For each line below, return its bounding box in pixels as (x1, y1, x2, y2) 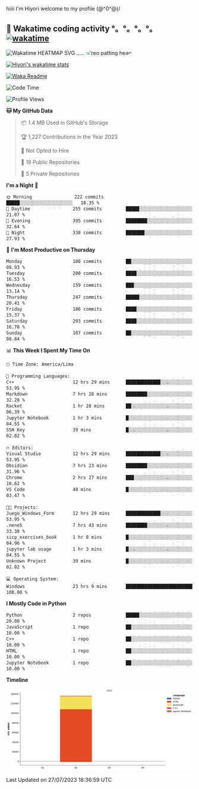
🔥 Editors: (6, 444, 34, 451)
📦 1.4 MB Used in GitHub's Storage (20, 119, 109, 126)
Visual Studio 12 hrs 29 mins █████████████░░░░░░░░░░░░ (6, 450, 193, 457)
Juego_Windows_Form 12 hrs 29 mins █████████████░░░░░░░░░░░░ (6, 510, 193, 516)
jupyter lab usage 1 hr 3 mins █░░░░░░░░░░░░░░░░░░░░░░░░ (6, 546, 193, 552)
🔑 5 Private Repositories (20, 170, 80, 177)
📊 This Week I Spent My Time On (6, 346, 90, 354)
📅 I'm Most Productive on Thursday (6, 246, 96, 253)
